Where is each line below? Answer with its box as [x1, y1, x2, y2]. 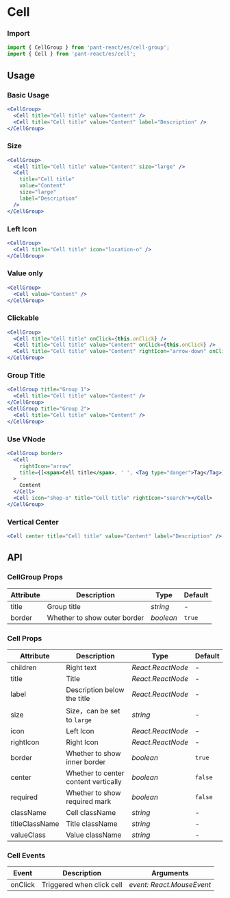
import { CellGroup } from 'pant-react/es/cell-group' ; [7, 44, 170, 51]
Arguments [151, 868, 190, 878]
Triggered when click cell [41, 880, 123, 890]
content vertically [66, 776, 122, 786]
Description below [66, 684, 125, 694]
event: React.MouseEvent [129, 880, 212, 890]
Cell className [66, 807, 116, 817]
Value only [7, 268, 43, 278]
